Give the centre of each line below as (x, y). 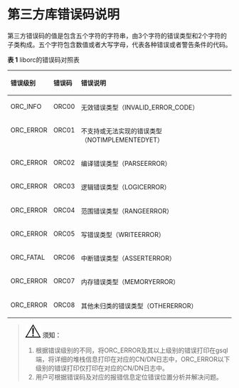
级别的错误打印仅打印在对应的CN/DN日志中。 (102, 368)
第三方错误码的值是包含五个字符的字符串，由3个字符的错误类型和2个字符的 (117, 36)
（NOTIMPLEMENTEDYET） (122, 140)
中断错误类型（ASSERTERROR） (128, 258)
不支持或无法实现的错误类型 (121, 131)
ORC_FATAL (28, 258)
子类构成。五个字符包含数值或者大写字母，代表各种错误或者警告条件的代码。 (119, 44)
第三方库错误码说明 (64, 15)
